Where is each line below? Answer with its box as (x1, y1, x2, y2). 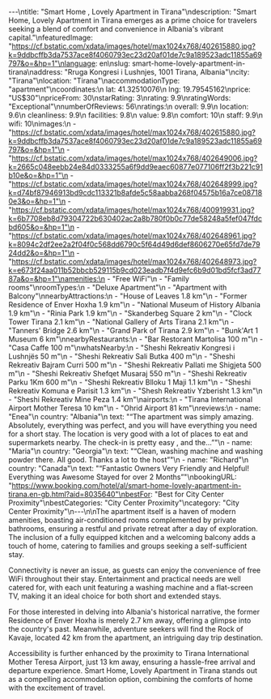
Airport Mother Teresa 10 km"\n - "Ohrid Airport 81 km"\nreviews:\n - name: (8, 403, 261, 413)
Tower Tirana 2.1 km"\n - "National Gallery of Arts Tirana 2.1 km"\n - (8, 317, 235, 327)
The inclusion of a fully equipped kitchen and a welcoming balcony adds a (8, 533, 256, 542)
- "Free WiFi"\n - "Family (107, 274, 190, 283)
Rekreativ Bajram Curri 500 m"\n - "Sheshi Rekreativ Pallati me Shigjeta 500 (8, 360, 261, 370)
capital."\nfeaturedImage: (8, 32, 93, 42)
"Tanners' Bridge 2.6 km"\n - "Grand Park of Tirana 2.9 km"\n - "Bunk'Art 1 (8, 326, 259, 335)
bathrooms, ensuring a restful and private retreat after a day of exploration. (8, 524, 259, 534)
